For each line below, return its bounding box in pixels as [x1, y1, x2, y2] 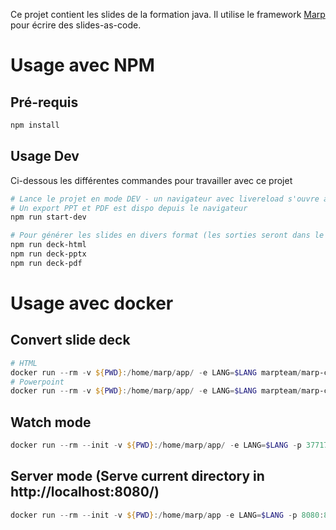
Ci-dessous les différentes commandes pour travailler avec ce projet [10, 174, 293, 186]
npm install [10, 120, 60, 130]
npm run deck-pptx [10, 249, 87, 259]
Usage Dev [10, 148, 80, 165]
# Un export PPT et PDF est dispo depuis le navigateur [10, 203, 248, 213]
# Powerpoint [10, 377, 65, 387]
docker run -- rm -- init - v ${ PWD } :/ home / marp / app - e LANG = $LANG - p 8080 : [10, 510, 325, 520]
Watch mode [10, 414, 92, 431]
